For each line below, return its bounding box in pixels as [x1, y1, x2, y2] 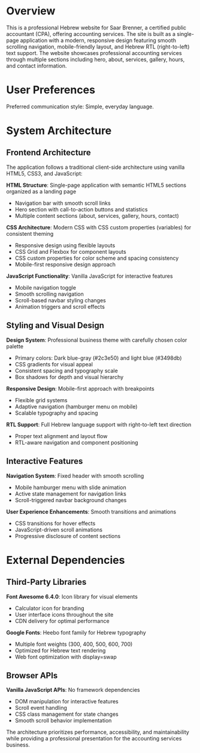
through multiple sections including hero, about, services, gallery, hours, [6, 56, 185, 63]
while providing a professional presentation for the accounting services [6, 735, 182, 742]
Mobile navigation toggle [14, 284, 77, 291]
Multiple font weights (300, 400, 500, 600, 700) [14, 640, 133, 648]
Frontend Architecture [6, 148, 91, 158]
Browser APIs [6, 670, 58, 681]
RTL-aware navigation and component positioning [14, 439, 139, 446]
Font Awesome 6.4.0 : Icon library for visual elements [6, 593, 138, 600]
